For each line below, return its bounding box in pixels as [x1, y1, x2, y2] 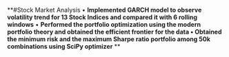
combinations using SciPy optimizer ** [7, 43, 121, 50]
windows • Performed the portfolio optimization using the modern [7, 21, 201, 28]
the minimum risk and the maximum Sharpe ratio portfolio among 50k [7, 35, 210, 43]
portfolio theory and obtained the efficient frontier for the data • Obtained [7, 27, 222, 36]
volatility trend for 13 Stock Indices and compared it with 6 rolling [7, 13, 198, 21]
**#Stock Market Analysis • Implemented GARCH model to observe [7, 6, 202, 14]
